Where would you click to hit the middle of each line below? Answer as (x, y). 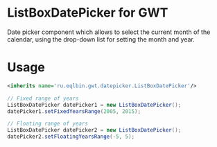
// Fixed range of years (43, 98)
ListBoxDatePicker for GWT (88, 13)
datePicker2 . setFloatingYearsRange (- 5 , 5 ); (71, 137)
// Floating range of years (48, 124)
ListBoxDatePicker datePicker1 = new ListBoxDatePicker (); (94, 105)
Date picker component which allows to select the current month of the (109, 32)
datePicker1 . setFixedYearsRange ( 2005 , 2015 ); (74, 111)
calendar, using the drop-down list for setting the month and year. (101, 39)
